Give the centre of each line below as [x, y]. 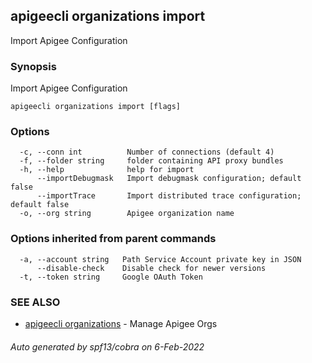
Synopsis [33, 66]
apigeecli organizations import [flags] [96, 107]
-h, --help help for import [107, 170]
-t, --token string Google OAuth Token [111, 277]
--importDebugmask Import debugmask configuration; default [169, 179]
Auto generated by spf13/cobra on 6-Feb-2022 [107, 346]
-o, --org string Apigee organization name [127, 214]
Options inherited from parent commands [113, 239]
